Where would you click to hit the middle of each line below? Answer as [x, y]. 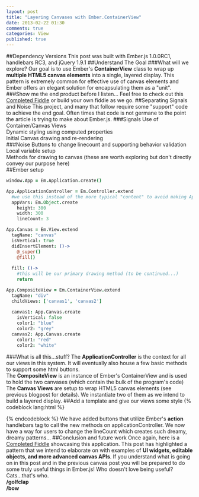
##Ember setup [25, 170]
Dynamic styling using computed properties [60, 132]
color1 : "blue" [36, 323]
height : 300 [31, 208]
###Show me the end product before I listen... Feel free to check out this [95, 94]
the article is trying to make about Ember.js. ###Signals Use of [82, 119]
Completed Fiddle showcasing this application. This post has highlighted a [97, 444]
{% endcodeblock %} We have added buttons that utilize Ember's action [95, 419]
